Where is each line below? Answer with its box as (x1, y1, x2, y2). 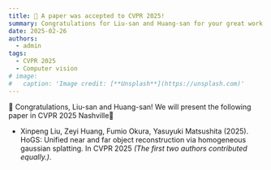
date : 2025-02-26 (8, 27, 67, 35)
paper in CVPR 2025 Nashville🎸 (8, 110, 114, 120)
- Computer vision (15, 65, 79, 73)
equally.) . (19, 151, 52, 162)
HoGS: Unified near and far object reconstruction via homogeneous (19, 134, 247, 144)
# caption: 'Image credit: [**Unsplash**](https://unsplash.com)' (8, 79, 245, 87)
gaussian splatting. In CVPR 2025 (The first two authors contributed (19, 143, 247, 153)
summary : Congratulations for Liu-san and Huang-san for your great (8, 19, 245, 28)
